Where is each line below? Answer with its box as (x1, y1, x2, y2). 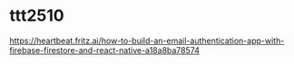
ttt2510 (9, 5, 65, 26)
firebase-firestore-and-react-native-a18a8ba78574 (9, 44, 200, 55)
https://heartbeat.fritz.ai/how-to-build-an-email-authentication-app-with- (9, 35, 285, 46)
